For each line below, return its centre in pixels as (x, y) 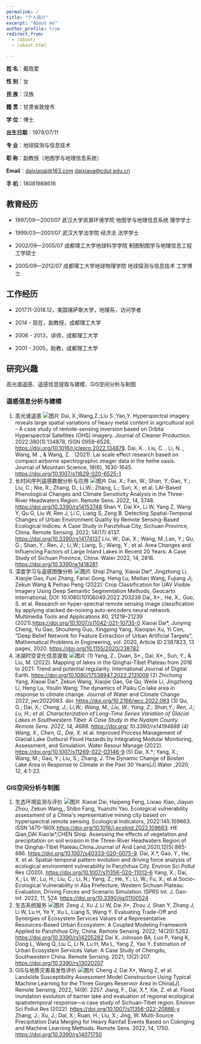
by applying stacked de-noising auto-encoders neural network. (93, 610)
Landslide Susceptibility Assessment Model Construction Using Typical (103, 977)
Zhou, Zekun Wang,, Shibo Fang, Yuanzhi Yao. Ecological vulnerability (101, 808)
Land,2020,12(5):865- (160, 847)
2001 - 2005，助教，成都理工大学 (56, 348)
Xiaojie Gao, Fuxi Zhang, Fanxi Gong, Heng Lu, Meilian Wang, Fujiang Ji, (104, 578)
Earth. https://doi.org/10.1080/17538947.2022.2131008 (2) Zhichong (98, 675)
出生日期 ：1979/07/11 (32, 132)
